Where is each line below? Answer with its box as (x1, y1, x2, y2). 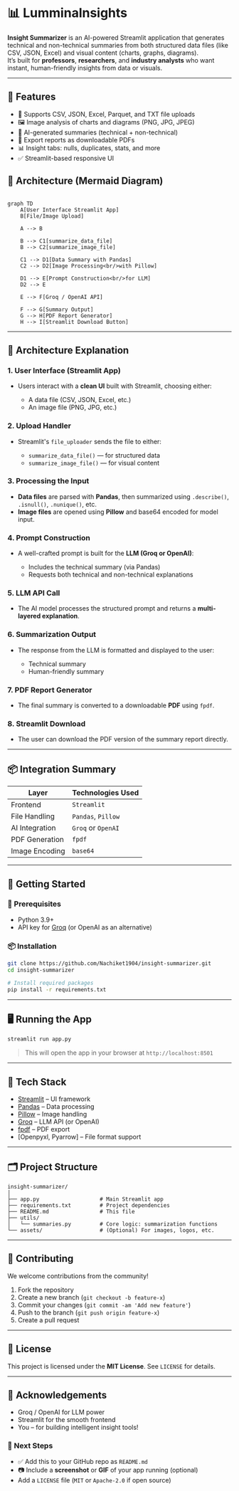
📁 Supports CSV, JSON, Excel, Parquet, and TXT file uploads (17, 110, 196, 118)
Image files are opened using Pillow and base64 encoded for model (17, 507, 218, 516)
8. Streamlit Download (7, 719, 86, 729)
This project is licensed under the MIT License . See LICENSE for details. (7, 1361, 216, 1370)
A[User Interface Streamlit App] (20, 206, 119, 214)
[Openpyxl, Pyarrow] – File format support (17, 1132, 142, 1142)
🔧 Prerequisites (7, 899, 62, 909)
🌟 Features (7, 91, 56, 103)
